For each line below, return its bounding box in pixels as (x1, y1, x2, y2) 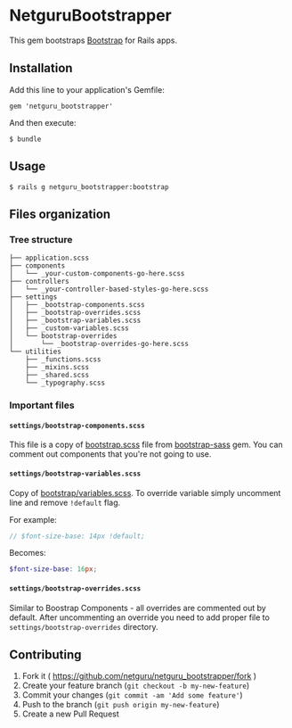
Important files (9, 399, 75, 411)
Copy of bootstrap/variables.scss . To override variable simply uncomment (9, 487, 281, 498)
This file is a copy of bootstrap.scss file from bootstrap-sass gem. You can (9, 439, 283, 451)
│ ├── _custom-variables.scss (9, 324, 129, 333)
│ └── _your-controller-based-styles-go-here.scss (9, 285, 209, 294)
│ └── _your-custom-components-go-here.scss (9, 269, 185, 278)
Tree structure (9, 233, 73, 245)
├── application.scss (9, 253, 90, 263)
